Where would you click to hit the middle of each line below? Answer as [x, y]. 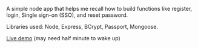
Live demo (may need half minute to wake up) [64, 38]
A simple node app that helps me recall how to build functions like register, [99, 9]
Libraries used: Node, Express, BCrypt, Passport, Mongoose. [82, 27]
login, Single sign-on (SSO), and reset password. [67, 15]
